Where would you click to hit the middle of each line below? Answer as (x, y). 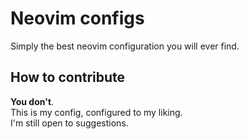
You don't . (32, 101)
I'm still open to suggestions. (69, 123)
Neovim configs (77, 18)
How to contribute (68, 77)
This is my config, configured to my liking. (96, 112)
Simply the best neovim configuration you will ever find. (125, 46)
